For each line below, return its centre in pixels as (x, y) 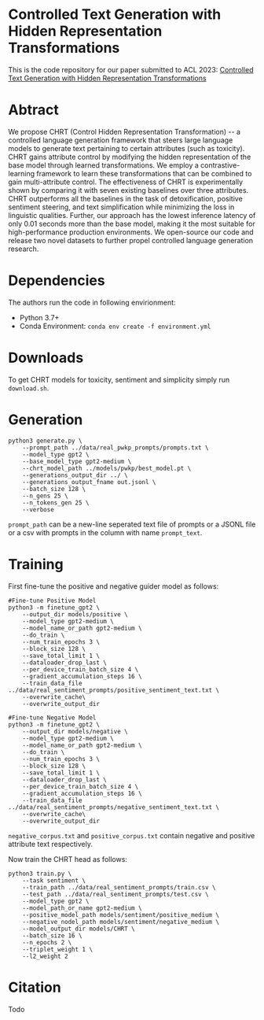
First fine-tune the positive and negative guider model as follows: (114, 586)
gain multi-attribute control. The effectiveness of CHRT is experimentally (126, 182)
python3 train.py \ (40, 874)
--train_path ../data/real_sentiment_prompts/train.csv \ (119, 887)
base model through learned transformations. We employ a (103, 165)
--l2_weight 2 (45, 956)
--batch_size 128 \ (54, 489)
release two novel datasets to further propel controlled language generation (131, 240)
